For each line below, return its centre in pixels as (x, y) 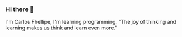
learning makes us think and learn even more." (61, 28)
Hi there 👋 (20, 9)
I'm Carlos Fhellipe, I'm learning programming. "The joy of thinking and (91, 22)
